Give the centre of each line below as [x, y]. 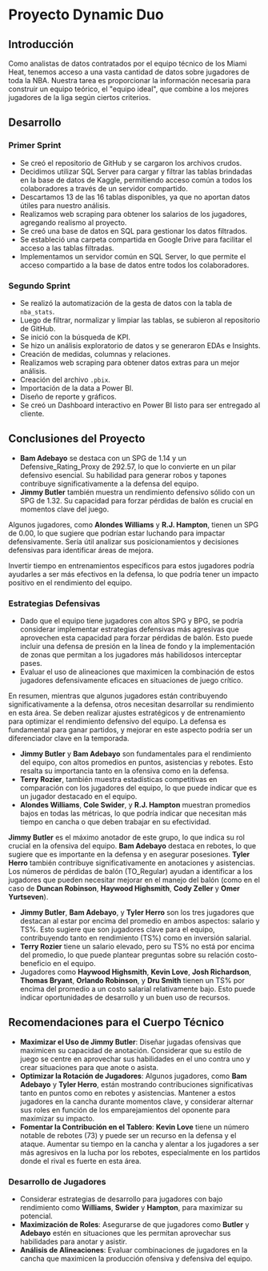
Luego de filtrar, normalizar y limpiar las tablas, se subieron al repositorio [140, 320]
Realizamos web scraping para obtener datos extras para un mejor [130, 363]
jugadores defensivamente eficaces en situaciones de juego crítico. [132, 680]
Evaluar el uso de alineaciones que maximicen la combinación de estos [137, 672]
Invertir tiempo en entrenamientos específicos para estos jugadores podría [131, 565]
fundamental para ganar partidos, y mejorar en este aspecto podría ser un [130, 730]
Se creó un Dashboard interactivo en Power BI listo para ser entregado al [140, 405]
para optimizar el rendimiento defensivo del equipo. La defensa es [117, 721]
